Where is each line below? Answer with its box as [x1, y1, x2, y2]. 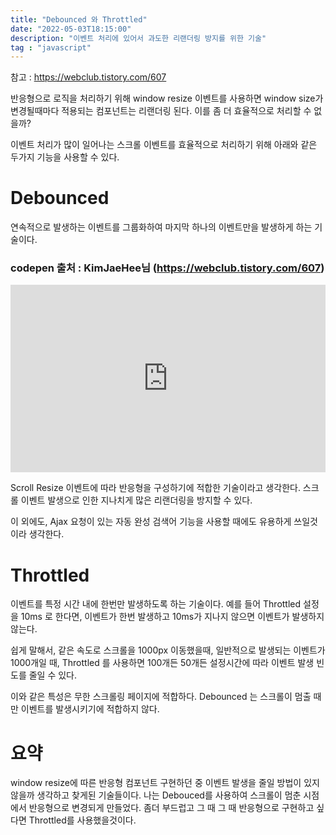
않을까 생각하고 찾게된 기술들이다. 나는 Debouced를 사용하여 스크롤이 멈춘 [10, 789, 302, 801]
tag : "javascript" [10, 42, 92, 53]
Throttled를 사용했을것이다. [28, 814, 137, 826]
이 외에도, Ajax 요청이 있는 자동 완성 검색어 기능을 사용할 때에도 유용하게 [10, 516, 292, 528]
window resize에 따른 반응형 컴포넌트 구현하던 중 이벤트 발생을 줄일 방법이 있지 [10, 777, 320, 789]
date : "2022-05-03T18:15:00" [10, 24, 132, 34]
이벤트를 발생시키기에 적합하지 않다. [20, 703, 160, 715]
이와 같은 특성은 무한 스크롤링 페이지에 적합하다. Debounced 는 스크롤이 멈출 [10, 691, 312, 703]
